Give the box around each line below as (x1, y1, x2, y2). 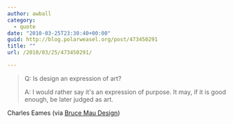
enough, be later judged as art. (24, 95, 114, 103)
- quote (13, 23, 36, 30)
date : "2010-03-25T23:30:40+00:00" (7, 29, 111, 37)
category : (7, 17, 36, 24)
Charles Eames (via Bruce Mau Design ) (7, 109, 120, 117)
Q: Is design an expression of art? (24, 74, 122, 82)
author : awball (7, 10, 52, 17)
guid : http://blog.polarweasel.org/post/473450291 (7, 36, 158, 43)
